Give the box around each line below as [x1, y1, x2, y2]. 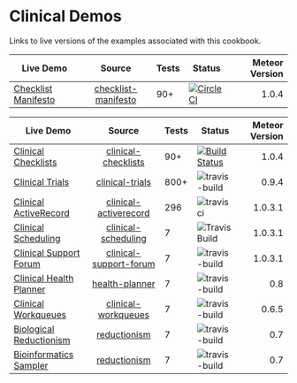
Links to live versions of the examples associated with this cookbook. [9, 35, 262, 46]
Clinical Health [13, 272, 74, 284]
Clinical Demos [9, 6, 122, 27]
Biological [13, 323, 55, 335]
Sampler [13, 359, 49, 372]
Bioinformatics [13, 348, 74, 360]
